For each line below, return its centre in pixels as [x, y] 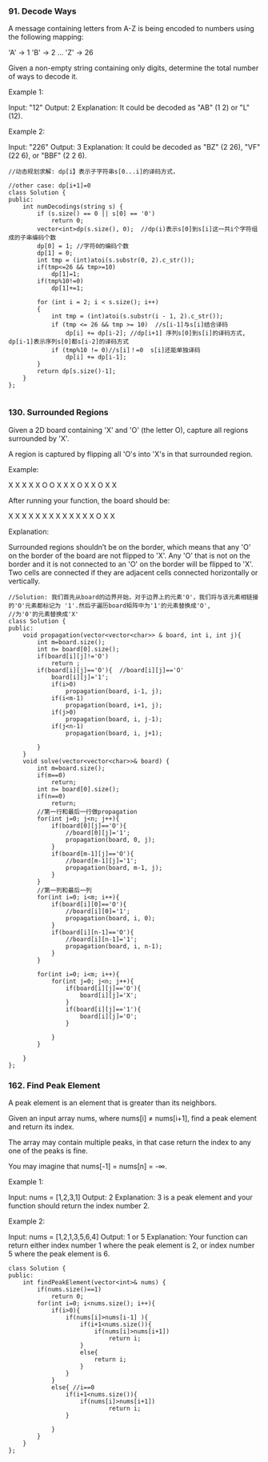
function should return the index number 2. [79, 1205]
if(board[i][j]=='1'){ [103, 1009]
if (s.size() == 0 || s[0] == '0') [96, 214]
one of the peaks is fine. [48, 1151]
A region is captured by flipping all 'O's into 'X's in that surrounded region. [131, 454]
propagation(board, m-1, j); [114, 867]
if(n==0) [52, 796]
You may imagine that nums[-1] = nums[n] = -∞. [88, 1166]
